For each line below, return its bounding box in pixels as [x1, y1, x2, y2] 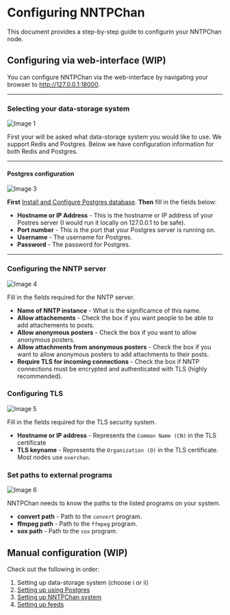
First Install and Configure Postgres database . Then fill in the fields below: [7, 198, 217, 207]
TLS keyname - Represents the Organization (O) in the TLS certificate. [16, 445, 219, 454]
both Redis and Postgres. [7, 148, 78, 156]
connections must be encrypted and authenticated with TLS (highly [16, 364, 207, 373]
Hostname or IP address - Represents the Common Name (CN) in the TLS [16, 431, 217, 439]
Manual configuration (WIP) [7, 547, 128, 559]
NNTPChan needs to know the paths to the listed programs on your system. [7, 499, 221, 507]
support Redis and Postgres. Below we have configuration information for [7, 140, 214, 148]
